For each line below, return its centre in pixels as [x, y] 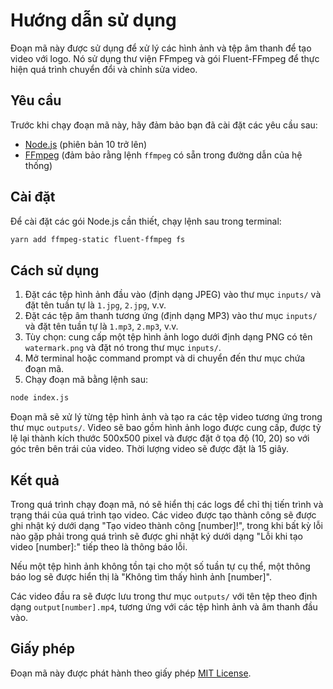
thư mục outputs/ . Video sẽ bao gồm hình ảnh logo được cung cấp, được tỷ [166, 428]
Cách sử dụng [55, 270]
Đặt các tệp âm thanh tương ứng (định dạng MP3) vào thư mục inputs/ [171, 316]
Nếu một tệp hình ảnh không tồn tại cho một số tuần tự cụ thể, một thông [160, 566]
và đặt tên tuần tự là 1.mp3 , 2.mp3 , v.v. [101, 326]
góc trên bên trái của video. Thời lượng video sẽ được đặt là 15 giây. [149, 449]
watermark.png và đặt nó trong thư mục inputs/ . [123, 348]
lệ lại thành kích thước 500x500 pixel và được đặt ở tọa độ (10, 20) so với [160, 438]
